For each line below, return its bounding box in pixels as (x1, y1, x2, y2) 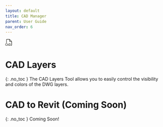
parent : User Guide (5, 19, 47, 24)
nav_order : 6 (5, 24, 33, 29)
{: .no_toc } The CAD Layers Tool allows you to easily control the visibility (5, 76, 158, 82)
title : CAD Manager (5, 13, 47, 19)
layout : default (5, 8, 40, 13)
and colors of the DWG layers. (5, 81, 69, 87)
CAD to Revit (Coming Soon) (5, 99, 127, 111)
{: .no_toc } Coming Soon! (5, 116, 60, 122)
